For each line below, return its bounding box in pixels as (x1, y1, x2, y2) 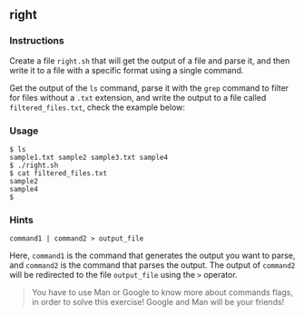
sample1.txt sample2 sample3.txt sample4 (9, 153, 169, 162)
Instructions (9, 35, 65, 47)
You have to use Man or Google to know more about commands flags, (31, 287, 293, 298)
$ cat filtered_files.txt (9, 168, 107, 178)
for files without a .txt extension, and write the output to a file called (9, 92, 267, 103)
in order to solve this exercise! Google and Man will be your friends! (31, 297, 285, 308)
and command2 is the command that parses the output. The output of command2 (9, 260, 296, 271)
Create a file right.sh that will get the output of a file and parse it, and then (9, 54, 290, 66)
